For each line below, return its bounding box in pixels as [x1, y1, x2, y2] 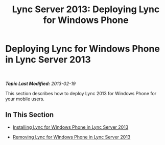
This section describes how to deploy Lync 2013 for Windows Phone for [5, 90, 157, 96]
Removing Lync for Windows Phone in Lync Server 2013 [12, 134, 131, 140]
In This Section [5, 110, 54, 119]
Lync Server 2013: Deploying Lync [12, 4, 160, 15]
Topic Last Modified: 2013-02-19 [5, 80, 76, 86]
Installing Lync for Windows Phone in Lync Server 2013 [12, 124, 129, 130]
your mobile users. [5, 96, 45, 102]
